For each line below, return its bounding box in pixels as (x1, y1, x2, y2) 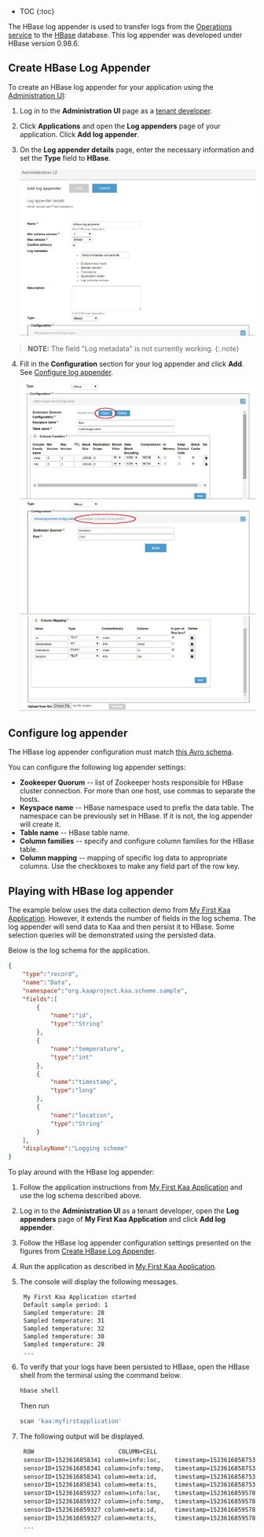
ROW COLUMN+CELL (23, 1447, 158, 1456)
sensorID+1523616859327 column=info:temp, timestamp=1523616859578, (23, 1498, 259, 1505)
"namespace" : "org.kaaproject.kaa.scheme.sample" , (22, 986, 189, 995)
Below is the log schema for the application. (8, 945, 150, 956)
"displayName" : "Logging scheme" (22, 1145, 128, 1153)
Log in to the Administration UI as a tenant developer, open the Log (19, 1206, 240, 1216)
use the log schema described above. (19, 1191, 142, 1201)
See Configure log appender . (19, 367, 114, 377)
